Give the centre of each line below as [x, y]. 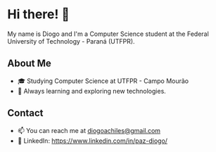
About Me [29, 64]
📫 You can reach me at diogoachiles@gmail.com [89, 130]
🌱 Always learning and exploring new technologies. [92, 91]
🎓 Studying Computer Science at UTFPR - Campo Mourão [103, 81]
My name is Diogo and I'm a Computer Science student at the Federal [108, 34]
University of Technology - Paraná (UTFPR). [71, 41]
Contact [25, 113]
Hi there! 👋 [39, 14]
